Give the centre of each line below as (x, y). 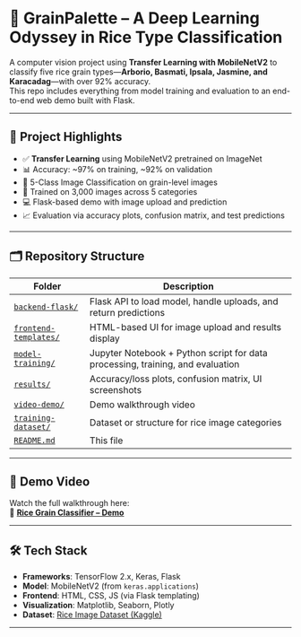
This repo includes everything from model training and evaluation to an (140, 91)
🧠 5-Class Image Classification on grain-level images (120, 182)
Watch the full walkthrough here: (69, 503)
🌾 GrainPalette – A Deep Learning (134, 18)
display (104, 338)
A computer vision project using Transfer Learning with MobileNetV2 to (143, 62)
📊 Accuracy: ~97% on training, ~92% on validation (117, 169)
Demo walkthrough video (142, 405)
